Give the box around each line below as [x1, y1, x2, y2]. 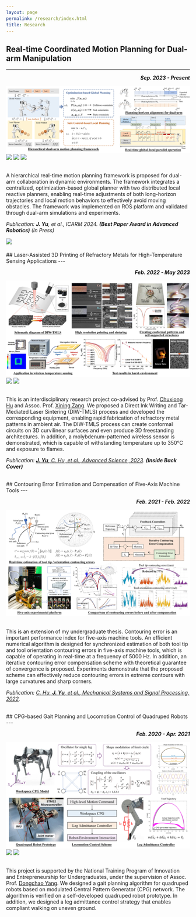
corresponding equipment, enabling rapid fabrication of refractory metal [6, 414, 180, 421]
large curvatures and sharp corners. [6, 678, 93, 685]
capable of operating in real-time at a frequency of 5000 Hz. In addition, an [6, 652, 187, 660]
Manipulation [22, 53, 72, 63]
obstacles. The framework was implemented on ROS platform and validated [6, 202, 188, 210]
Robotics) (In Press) [6, 226, 55, 233]
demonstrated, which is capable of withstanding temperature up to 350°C [6, 439, 184, 446]
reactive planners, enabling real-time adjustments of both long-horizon [6, 190, 177, 197]
